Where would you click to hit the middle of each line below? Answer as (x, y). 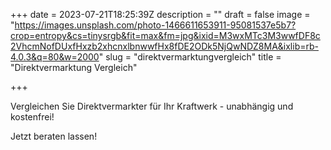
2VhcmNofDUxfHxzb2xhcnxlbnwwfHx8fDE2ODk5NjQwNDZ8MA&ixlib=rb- (164, 46)
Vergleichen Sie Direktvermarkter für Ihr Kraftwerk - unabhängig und (152, 106)
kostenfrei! (32, 117)
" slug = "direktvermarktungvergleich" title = (190, 57)
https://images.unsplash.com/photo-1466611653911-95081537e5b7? (155, 25)
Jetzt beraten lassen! (54, 136)
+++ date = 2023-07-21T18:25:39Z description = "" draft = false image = (160, 14)
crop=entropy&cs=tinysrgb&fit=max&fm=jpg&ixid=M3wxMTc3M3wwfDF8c (165, 35)
